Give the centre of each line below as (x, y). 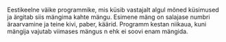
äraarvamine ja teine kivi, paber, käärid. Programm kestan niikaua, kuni (107, 24)
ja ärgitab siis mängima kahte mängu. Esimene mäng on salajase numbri (109, 17)
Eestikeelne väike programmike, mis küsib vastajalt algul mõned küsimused (113, 10)
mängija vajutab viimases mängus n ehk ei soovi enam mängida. (98, 31)
